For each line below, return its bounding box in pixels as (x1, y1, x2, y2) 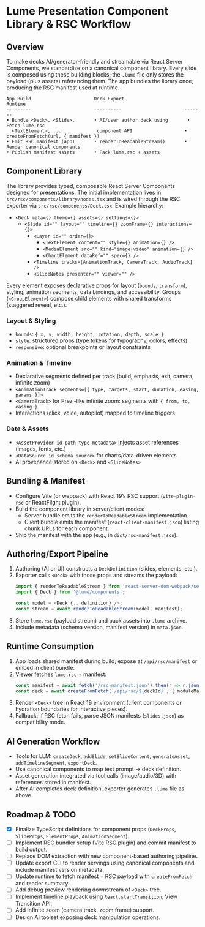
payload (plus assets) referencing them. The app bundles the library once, (6, 78, 194, 84)
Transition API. (15, 900, 53, 907)
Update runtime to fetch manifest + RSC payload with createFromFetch (15, 873, 193, 880)
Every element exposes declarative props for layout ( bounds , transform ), (6, 282, 188, 289)
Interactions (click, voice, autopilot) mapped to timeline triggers (15, 409, 176, 417)
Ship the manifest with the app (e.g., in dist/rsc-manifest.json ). (15, 531, 179, 538)
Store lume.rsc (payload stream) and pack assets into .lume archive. (15, 617, 188, 624)
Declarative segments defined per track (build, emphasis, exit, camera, (15, 372, 194, 380)
